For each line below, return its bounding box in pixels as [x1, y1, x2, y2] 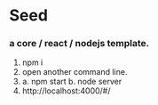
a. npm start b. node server [21, 77, 122, 87]
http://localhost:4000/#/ [21, 85, 111, 96]
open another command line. [21, 67, 128, 77]
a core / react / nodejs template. [9, 37, 150, 50]
